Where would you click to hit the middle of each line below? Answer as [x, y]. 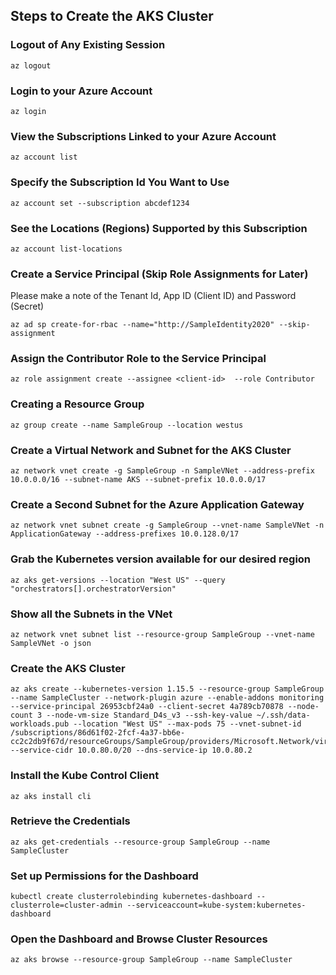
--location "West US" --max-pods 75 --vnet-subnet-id [187, 724]
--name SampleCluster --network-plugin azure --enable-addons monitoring [167, 698]
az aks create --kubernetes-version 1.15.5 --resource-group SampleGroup [167, 689]
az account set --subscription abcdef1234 [100, 203]
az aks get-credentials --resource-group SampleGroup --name [140, 842]
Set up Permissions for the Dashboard [104, 876]
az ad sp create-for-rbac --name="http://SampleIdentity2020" [142, 325]
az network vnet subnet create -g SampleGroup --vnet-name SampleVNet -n [167, 525]
